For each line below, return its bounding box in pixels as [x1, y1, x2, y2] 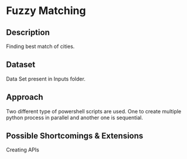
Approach [6, 92, 43, 102]
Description [6, 27, 50, 37]
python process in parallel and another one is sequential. [6, 114, 144, 121]
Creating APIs [6, 146, 39, 153]
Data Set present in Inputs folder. [6, 75, 86, 82]
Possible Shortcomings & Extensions [6, 131, 144, 141]
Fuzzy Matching [6, 4, 86, 18]
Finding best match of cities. [6, 43, 75, 50]
